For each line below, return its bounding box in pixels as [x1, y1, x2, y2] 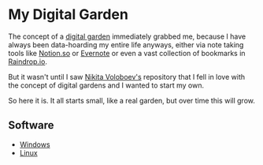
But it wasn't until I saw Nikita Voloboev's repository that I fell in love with [8, 72, 246, 81]
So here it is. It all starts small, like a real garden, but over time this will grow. [8, 96, 256, 105]
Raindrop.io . [8, 57, 47, 66]
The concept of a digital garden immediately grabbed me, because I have [8, 32, 246, 41]
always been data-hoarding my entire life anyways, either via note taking [8, 39, 244, 49]
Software [8, 118, 54, 132]
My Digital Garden [8, 6, 128, 24]
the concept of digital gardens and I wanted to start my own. [8, 81, 205, 90]
